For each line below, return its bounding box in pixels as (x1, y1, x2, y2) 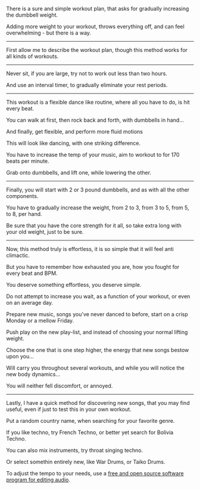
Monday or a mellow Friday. (6, 317, 74, 324)
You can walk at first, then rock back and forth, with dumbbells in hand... (6, 116, 185, 123)
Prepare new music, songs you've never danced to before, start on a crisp (6, 311, 189, 318)
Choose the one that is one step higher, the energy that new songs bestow (6, 346, 189, 354)
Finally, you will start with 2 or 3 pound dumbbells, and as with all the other (6, 186, 190, 193)
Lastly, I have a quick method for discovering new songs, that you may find (6, 400, 190, 406)
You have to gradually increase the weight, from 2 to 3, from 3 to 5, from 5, (6, 204, 189, 211)
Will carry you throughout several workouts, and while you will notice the (6, 364, 185, 372)
